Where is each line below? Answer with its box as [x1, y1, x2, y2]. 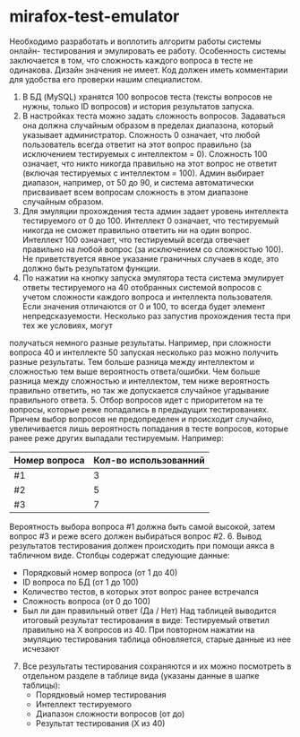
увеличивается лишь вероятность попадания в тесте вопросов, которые [9, 423, 289, 434]
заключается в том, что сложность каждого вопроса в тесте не [9, 55, 253, 65]
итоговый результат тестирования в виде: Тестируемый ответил [21, 614, 270, 625]
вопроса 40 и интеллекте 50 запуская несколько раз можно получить [9, 347, 279, 358]
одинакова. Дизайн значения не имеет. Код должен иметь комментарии [9, 65, 288, 75]
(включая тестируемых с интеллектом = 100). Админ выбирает [21, 168, 265, 178]
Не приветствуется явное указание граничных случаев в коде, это [21, 253, 279, 264]
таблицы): [21, 680, 61, 690]
